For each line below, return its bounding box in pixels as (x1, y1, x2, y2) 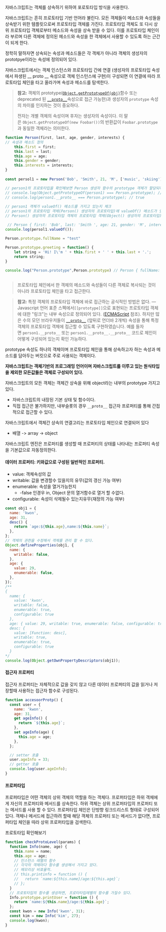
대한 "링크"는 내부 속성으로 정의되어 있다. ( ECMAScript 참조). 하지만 (22, 311, 155, 317)
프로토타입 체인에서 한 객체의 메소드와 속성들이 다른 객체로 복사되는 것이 (17, 282, 156, 288)
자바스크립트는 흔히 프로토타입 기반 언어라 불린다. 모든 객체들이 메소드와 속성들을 (5, 15, 161, 21)
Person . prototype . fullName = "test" (5, 236, 81, 241)
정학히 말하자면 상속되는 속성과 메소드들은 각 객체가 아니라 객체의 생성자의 (5, 50, 148, 56)
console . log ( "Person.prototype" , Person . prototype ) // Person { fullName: (5, 267, 161, 273)
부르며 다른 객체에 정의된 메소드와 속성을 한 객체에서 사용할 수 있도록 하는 (10, 34, 152, 39)
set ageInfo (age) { (14, 730, 54, 735)
